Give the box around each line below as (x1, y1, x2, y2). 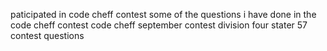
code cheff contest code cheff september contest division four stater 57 (10, 19, 308, 31)
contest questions (10, 30, 85, 41)
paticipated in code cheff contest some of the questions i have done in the (10, 9, 317, 20)
